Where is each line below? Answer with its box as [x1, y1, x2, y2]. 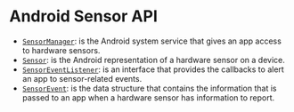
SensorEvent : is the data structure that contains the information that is [21, 83, 277, 93]
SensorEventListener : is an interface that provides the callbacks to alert [21, 64, 285, 75]
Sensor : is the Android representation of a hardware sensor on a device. [21, 54, 285, 65]
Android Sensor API [9, 6, 158, 27]
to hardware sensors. [21, 44, 101, 55]
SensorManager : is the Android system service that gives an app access [21, 36, 282, 46]
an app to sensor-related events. [21, 73, 143, 84]
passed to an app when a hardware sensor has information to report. [21, 92, 275, 103]
